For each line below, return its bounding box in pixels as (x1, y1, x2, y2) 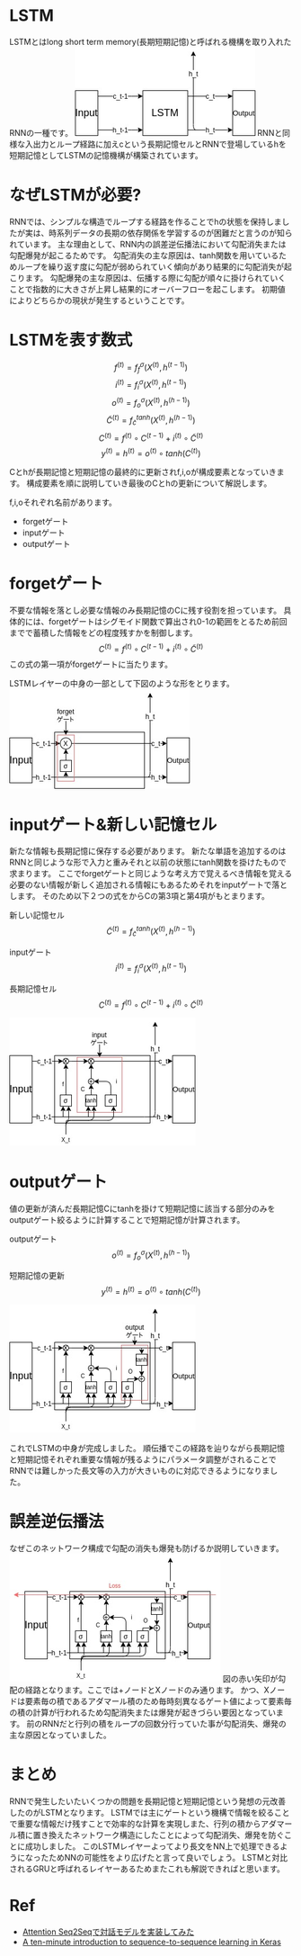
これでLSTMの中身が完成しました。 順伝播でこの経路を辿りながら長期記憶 (9, 1443, 286, 1454)
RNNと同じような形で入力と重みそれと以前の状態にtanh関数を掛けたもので (9, 857, 288, 868)
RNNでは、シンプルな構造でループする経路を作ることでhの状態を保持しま (9, 216, 282, 227)
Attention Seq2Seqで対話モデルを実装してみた (22, 1926, 195, 1937)
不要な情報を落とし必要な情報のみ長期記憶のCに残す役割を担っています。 (9, 605, 282, 615)
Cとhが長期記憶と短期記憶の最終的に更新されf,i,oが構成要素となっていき (9, 466, 277, 477)
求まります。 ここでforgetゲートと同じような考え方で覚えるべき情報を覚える (9, 868, 293, 879)
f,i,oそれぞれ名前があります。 (9, 497, 117, 507)
